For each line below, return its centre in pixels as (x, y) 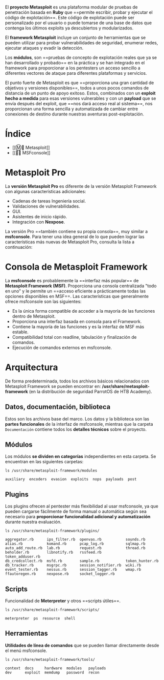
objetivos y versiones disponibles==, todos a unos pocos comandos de (77, 88)
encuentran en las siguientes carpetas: (44, 462)
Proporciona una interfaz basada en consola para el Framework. (77, 321)
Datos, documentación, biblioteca (58, 407)
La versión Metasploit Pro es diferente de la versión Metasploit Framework (81, 186)
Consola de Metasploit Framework (76, 267)
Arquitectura (32, 367)
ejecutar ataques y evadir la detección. (44, 48)
